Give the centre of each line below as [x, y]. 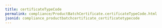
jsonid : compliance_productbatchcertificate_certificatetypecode [72, 18]
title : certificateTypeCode [33, 9]
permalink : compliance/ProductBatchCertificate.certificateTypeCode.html [81, 14]
